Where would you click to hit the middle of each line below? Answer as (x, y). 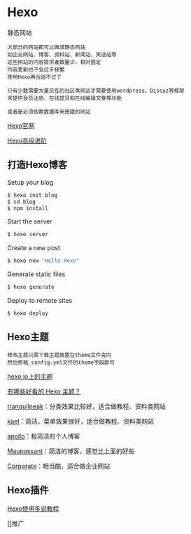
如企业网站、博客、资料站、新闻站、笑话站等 (62, 54)
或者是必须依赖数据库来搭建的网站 (49, 112)
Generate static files (36, 274)
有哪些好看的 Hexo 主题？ (44, 391)
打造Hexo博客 (37, 165)
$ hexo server (28, 235)
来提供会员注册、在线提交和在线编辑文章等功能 (65, 98)
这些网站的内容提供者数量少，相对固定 (54, 62)
